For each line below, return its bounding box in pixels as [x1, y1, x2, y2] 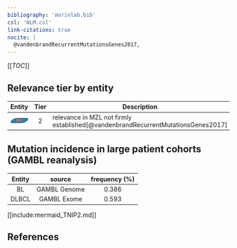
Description [122, 102, 158, 111]
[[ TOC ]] [7, 61, 30, 70]
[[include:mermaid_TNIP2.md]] [7, 211, 97, 219]
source [50, 175, 72, 183]
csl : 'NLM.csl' [7, 18, 52, 26]
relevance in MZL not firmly [52, 113, 132, 122]
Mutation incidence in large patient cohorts [7, 143, 202, 155]
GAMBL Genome [36, 184, 85, 194]
